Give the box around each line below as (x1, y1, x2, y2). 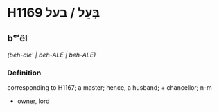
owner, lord (17, 97, 50, 105)
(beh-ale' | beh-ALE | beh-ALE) (7, 50, 96, 59)
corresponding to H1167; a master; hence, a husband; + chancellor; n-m (7, 84, 213, 92)
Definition (7, 68, 42, 77)
